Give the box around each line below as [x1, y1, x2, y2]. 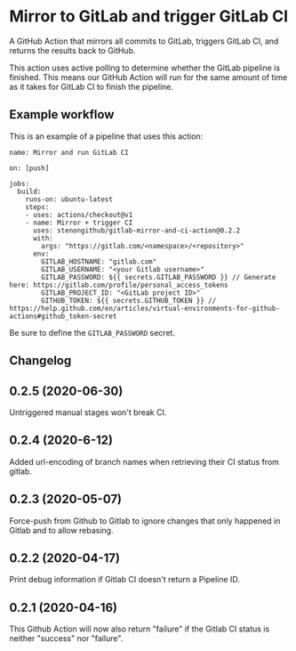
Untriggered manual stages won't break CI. [9, 407, 167, 418]
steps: [25, 202, 50, 211]
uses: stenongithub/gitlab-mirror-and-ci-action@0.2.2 [32, 225, 241, 235]
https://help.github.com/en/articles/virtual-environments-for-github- [9, 304, 280, 313]
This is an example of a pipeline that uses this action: [9, 131, 204, 142]
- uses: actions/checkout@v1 [25, 210, 133, 219]
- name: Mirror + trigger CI [25, 218, 133, 227]
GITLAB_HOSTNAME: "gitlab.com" [41, 256, 157, 266]
